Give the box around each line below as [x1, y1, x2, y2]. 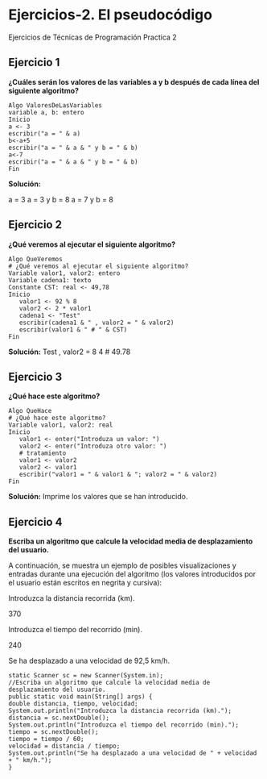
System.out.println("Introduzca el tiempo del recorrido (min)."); [8, 721, 240, 729]
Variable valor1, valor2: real [8, 421, 113, 429]
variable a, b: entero [8, 108, 84, 116]
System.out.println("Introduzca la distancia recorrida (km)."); [8, 707, 232, 715]
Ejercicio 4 [8, 514, 63, 529]
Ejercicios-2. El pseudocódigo [8, 6, 213, 24]
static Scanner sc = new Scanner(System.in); [8, 672, 163, 680]
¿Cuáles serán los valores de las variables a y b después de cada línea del [8, 77, 260, 86]
